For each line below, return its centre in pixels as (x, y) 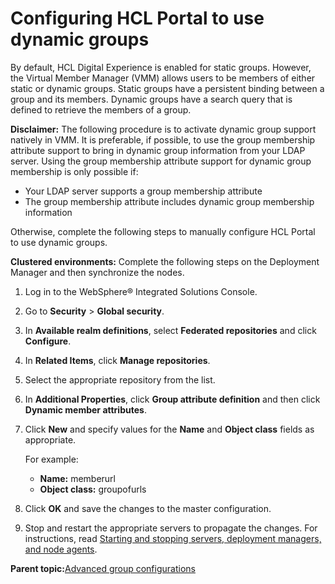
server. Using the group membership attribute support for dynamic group (161, 161)
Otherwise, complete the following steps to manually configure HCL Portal (163, 231)
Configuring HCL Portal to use (137, 18)
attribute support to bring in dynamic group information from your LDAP (158, 150)
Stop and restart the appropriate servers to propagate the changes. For (171, 528)
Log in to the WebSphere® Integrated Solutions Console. (141, 291)
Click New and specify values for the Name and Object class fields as (169, 429)
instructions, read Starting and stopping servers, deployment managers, (173, 538)
